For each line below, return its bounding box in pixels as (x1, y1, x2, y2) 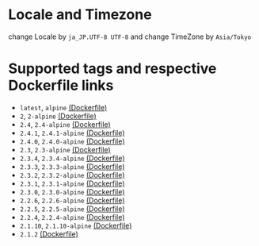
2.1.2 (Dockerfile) (19, 229, 79, 239)
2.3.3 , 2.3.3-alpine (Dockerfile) (19, 161, 125, 171)
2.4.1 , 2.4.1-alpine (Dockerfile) (19, 128, 125, 137)
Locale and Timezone (8, 6, 152, 24)
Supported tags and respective (8, 60, 217, 78)
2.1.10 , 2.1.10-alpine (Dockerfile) (19, 221, 132, 230)
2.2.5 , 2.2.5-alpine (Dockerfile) (19, 204, 125, 213)
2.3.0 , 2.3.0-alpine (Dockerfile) (19, 186, 125, 196)
